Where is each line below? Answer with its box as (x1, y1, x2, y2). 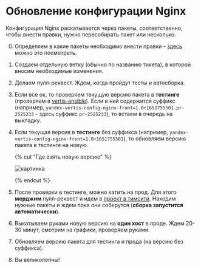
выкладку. (14, 117, 41, 124)
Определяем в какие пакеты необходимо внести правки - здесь (14, 43, 183, 50)
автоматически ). (14, 208, 60, 215)
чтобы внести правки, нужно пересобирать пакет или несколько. (5, 30, 177, 38)
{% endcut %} (14, 176, 50, 184)
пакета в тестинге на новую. (14, 141, 89, 148)
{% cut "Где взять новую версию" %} (14, 153, 112, 160)
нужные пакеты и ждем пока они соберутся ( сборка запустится (14, 201, 183, 208)
